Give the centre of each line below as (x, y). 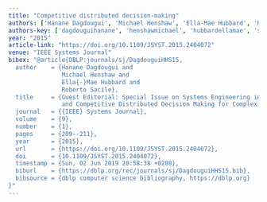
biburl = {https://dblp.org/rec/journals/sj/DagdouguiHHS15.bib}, (133, 171)
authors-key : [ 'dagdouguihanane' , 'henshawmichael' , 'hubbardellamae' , (129, 30)
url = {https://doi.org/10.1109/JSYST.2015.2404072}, (117, 149)
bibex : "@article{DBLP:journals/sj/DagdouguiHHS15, (95, 60)
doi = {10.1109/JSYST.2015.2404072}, (88, 156)
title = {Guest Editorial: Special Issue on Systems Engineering (133, 97)
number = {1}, (44, 126)
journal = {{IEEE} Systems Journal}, (81, 112)
